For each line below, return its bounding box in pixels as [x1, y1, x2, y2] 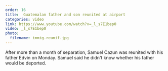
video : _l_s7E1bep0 [5, 26, 47, 31]
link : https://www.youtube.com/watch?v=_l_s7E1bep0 [5, 21, 116, 27]
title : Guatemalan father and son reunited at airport [5, 12, 125, 17]
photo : [5, 31, 19, 36]
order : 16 [5, 7, 26, 13]
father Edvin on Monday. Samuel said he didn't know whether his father [5, 54, 154, 60]
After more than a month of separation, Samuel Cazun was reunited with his [5, 49, 163, 55]
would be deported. [5, 60, 47, 66]
